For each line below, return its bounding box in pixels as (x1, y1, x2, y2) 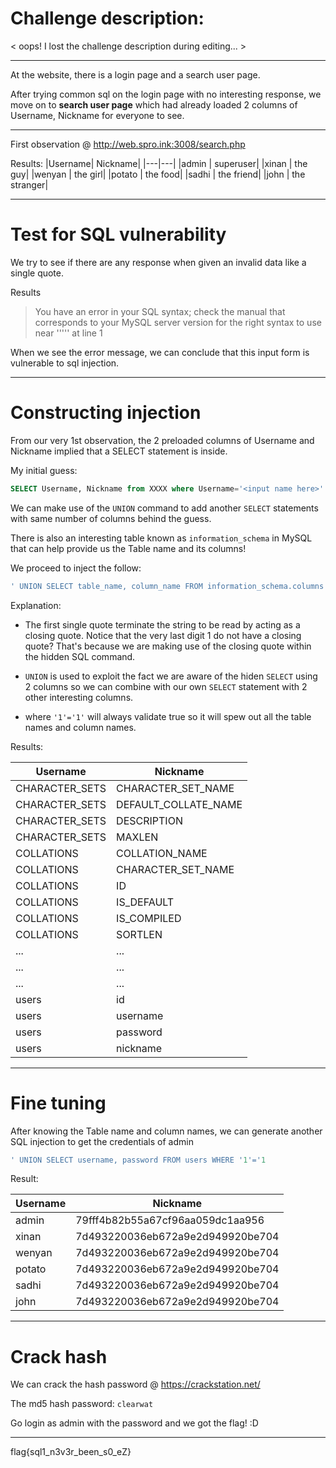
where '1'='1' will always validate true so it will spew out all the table (24, 710, 312, 722)
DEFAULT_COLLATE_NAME (116, 797, 243, 811)
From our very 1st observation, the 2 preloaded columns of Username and (10, 434, 315, 446)
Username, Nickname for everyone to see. (10, 109, 185, 121)
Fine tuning (10, 1092, 107, 1114)
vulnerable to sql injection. (10, 357, 120, 369)
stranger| (10, 178, 49, 191)
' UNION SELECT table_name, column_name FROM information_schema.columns (10, 581, 325, 591)
